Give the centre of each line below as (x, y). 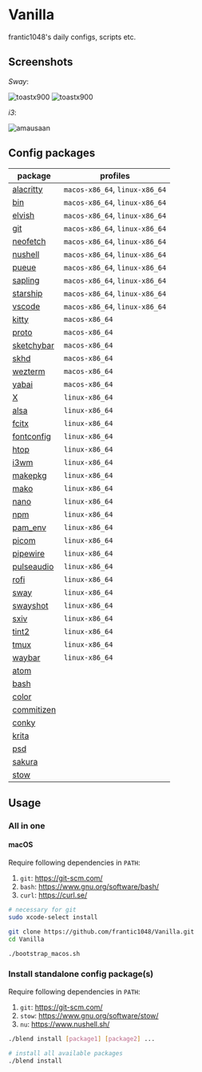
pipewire (29, 553)
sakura (25, 761)
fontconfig (32, 436)
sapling (26, 280)
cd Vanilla (26, 939)
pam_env (29, 528)
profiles (115, 175)
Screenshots (41, 62)
